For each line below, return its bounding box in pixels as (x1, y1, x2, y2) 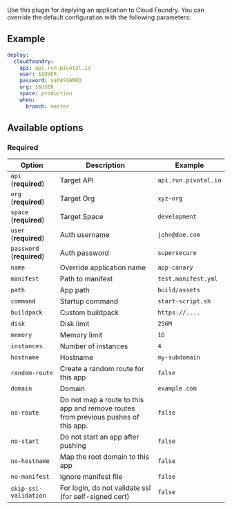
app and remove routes (59, 404, 136, 413)
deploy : (7, 51, 30, 58)
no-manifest (10, 473, 50, 481)
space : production (19, 90, 72, 97)
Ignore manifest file (59, 472, 123, 482)
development (157, 213, 197, 220)
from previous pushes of (59, 413, 139, 422)
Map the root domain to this (59, 452, 150, 462)
